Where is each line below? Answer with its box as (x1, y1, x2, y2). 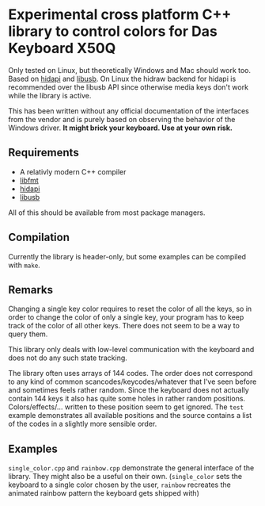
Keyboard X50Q (8, 40, 116, 57)
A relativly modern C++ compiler (19, 167, 127, 176)
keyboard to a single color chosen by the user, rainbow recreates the (8, 480, 231, 489)
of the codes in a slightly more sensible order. (8, 419, 157, 429)
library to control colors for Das (8, 22, 218, 40)
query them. (8, 329, 48, 339)
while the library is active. (8, 90, 92, 100)
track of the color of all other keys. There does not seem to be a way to (8, 321, 240, 331)
